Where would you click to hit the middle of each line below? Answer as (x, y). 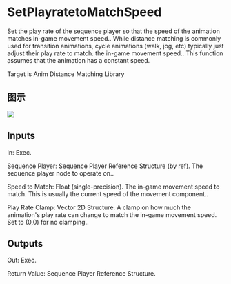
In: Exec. (19, 152)
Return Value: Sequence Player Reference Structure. (82, 274)
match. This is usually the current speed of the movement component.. (108, 193)
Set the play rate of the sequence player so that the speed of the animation (114, 31)
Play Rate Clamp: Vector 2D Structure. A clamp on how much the (99, 207)
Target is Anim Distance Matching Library (66, 74)
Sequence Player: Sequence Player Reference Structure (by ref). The (105, 166)
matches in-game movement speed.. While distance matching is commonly (114, 38)
